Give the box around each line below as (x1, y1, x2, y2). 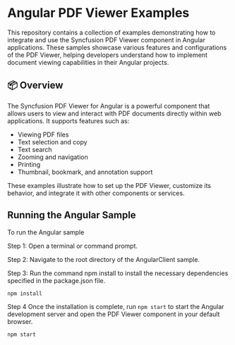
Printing (17, 160, 41, 168)
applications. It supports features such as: (7, 116, 130, 125)
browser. (7, 317, 33, 325)
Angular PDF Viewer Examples (7, 5, 190, 21)
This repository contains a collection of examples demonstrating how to (7, 28, 216, 37)
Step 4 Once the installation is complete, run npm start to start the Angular (7, 302, 224, 310)
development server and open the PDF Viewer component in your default (7, 310, 220, 318)
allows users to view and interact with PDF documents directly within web (7, 109, 222, 118)
